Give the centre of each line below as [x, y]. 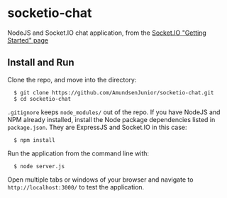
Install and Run [41, 63]
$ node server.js [39, 166]
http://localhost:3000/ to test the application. [76, 187]
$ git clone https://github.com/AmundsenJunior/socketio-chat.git [114, 93]
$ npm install [34, 140]
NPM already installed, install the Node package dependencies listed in [111, 119]
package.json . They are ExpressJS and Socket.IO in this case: [97, 127]
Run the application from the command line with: [78, 153]
